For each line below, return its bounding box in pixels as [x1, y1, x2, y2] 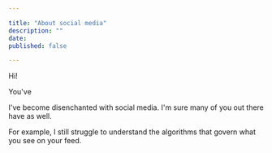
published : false [8, 42, 67, 50]
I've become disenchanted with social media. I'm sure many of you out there [8, 103, 264, 112]
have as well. [8, 111, 52, 121]
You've [8, 87, 32, 97]
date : [8, 34, 27, 42]
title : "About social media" [8, 19, 107, 27]
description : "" [8, 26, 63, 35]
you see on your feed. [8, 136, 82, 146]
